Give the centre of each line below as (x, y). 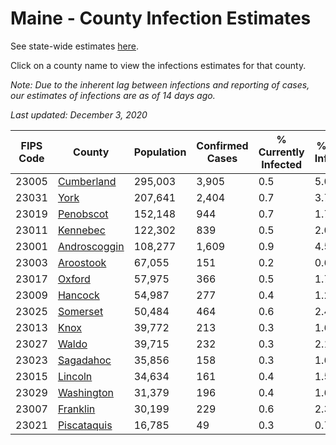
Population (160, 152)
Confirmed (222, 145)
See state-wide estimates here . (74, 46)
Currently (281, 152)
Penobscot (83, 214)
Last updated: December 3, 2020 (79, 114)
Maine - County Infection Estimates (161, 18)
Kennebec (81, 230)
